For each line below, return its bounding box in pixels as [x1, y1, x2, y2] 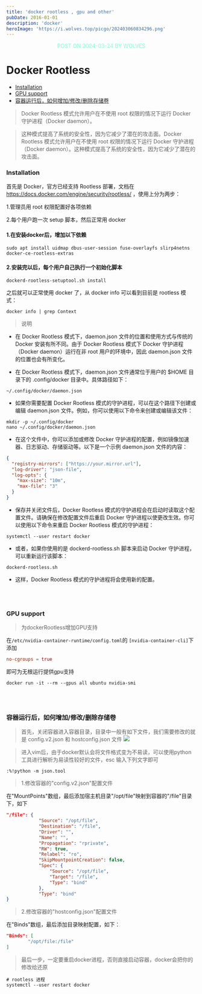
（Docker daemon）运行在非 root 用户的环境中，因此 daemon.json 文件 [14, 348, 193, 355]
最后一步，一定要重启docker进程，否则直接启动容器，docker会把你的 [21, 956, 194, 963]
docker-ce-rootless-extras [6, 250, 74, 256]
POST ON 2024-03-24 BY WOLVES [57, 42, 146, 50]
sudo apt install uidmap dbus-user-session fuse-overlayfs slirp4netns [6, 245, 190, 251]
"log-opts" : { [11, 472, 47, 478]
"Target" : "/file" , [49, 874, 98, 880]
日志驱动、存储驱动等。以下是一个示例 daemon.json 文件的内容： [25, 443, 188, 450]
